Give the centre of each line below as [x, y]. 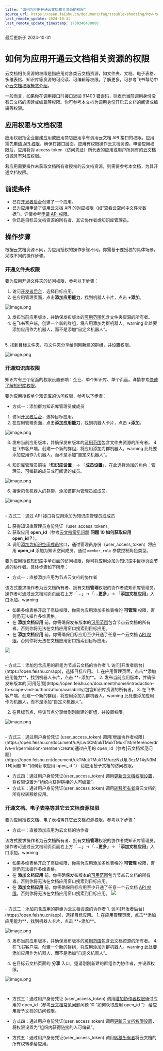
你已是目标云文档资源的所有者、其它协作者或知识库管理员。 [72, 220]
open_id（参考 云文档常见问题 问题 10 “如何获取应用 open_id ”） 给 [87, 1005]
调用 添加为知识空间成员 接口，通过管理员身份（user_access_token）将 [82, 544]
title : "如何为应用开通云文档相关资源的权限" [46, 9]
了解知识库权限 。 [22, 386]
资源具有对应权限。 [24, 156]
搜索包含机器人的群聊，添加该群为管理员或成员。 [61, 491]
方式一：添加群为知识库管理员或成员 [48, 406]
